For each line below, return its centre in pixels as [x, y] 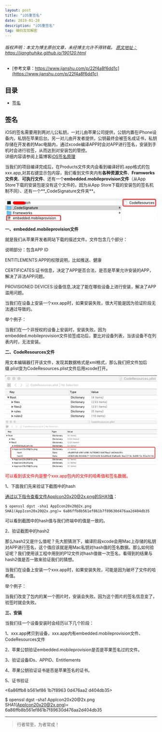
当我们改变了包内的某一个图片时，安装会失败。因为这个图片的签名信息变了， [81, 596]
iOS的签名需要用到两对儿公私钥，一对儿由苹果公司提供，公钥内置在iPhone [79, 132]
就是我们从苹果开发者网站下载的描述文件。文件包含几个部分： [66, 239]
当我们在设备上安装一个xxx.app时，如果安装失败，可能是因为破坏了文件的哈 [80, 570]
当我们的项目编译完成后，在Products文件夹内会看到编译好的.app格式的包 [78, 167]
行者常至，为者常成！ [38, 724]
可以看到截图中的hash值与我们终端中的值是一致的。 [56, 520]
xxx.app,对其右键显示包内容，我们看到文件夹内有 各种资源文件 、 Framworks [80, 172]
